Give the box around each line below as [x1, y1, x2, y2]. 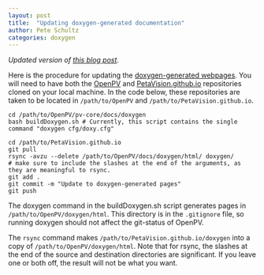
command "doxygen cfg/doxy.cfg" [8, 125, 114, 133]
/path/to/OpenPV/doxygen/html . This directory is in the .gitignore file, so [8, 209, 244, 219]
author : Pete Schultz [8, 26, 80, 34]
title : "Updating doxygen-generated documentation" [8, 19, 185, 27]
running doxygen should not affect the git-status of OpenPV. [8, 218, 204, 228]
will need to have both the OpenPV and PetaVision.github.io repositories [8, 79, 242, 89]
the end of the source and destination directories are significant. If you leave [8, 250, 256, 259]
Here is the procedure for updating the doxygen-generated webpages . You [8, 70, 252, 80]
